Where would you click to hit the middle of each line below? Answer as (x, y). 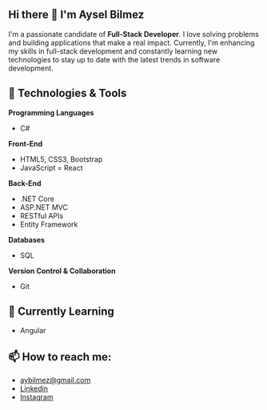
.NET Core (37, 199)
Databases (27, 239)
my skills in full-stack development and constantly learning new (113, 51)
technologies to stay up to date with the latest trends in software (114, 59)
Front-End (26, 143)
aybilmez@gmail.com (55, 380)
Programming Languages (51, 112)
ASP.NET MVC (44, 207)
